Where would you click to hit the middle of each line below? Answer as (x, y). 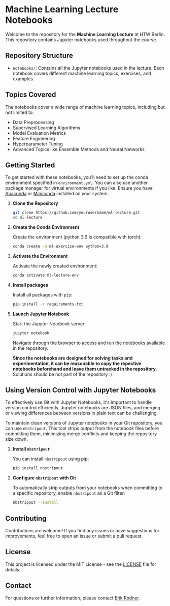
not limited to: (20, 112)
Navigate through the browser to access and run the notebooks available (89, 343)
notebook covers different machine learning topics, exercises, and (82, 73)
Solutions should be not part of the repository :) (62, 374)
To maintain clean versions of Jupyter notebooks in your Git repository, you (84, 423)
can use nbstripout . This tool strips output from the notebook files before (82, 429)
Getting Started (30, 165)
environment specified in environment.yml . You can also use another (77, 183)
